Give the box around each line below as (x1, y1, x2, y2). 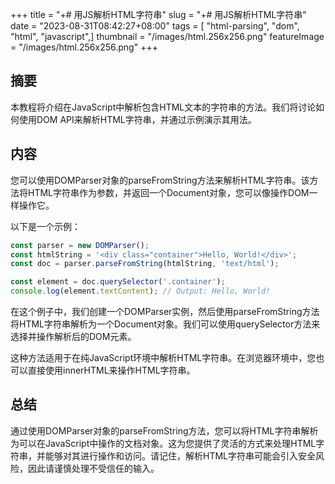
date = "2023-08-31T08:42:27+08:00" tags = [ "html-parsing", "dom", (10, 20, 300, 32)
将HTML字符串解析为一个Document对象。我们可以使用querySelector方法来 (10, 318, 321, 330)
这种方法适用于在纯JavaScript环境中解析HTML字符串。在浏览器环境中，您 (10, 352, 317, 363)
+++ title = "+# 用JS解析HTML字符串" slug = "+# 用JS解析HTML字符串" (10, 9, 307, 20)
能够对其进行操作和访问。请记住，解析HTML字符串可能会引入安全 (44, 449, 317, 462)
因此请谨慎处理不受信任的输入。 (27, 462, 160, 474)
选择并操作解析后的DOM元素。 (10, 331, 137, 342)
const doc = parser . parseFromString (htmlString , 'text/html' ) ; (10, 259, 280, 269)
